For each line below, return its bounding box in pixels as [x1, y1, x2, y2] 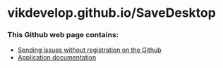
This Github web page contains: [7, 30, 119, 40]
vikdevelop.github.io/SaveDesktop [7, 5, 217, 21]
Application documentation [17, 53, 97, 62]
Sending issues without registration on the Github [17, 46, 162, 54]
